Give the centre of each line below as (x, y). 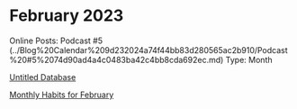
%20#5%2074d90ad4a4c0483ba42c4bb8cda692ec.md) (117, 59)
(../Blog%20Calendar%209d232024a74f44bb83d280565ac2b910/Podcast (148, 50)
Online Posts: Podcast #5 (56, 41)
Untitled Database (43, 77)
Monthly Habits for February (62, 95)
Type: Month (249, 59)
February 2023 (67, 16)
